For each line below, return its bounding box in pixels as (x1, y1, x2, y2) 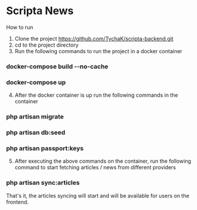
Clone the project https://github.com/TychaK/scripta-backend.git (14, 35, 173, 42)
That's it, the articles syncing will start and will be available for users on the (6, 192, 189, 199)
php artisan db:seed (6, 129, 66, 136)
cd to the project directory (14, 41, 79, 48)
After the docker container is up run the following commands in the (14, 91, 179, 99)
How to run (6, 24, 34, 31)
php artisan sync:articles (6, 179, 80, 187)
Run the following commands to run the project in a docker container (14, 47, 182, 54)
